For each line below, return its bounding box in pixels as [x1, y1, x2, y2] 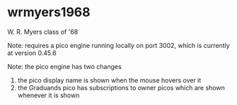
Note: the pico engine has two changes [7, 62, 122, 70]
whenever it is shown [17, 91, 80, 99]
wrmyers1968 [7, 4, 91, 20]
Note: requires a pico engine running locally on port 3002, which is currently [7, 41, 230, 49]
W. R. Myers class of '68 [7, 27, 79, 36]
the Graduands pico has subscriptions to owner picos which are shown [17, 83, 225, 92]
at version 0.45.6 [7, 49, 57, 57]
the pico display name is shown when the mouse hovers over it [17, 75, 202, 85]
